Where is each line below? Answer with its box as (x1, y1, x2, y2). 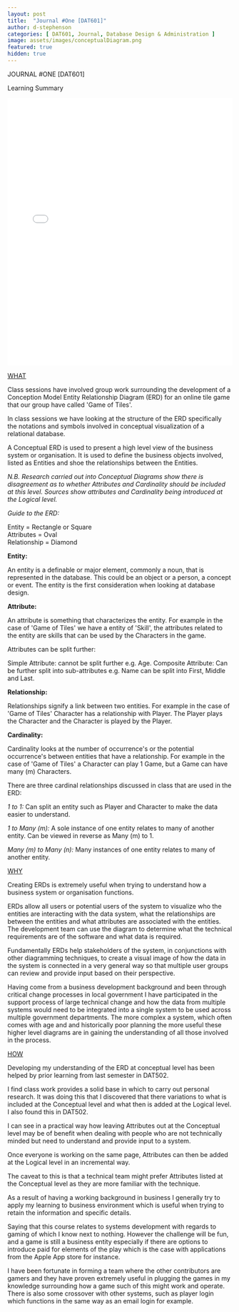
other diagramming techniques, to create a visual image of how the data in (7, 954, 226, 962)
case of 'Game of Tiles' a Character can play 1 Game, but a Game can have (7, 760, 228, 768)
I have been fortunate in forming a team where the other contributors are (7, 1266, 221, 1275)
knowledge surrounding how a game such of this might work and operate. (7, 1281, 225, 1290)
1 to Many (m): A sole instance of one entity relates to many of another (7, 824, 215, 832)
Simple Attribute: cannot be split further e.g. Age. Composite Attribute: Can (7, 658, 228, 667)
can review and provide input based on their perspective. (7, 969, 176, 977)
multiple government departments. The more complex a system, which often (7, 1013, 233, 1021)
